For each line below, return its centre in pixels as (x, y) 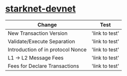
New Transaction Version (38, 33)
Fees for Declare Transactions (44, 66)
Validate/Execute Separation (41, 41)
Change (47, 25)
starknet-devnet (40, 9)
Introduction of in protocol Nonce (47, 49)
